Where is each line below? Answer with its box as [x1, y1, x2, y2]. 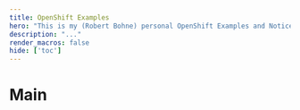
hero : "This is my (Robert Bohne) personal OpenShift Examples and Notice [9, 21, 294, 30]
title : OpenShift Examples [9, 13, 110, 22]
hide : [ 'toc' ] [9, 47, 62, 55]
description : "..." [9, 30, 82, 38]
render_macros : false [9, 38, 90, 47]
